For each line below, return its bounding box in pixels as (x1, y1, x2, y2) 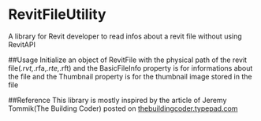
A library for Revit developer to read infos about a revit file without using (8, 31, 242, 41)
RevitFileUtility (8, 5, 106, 24)
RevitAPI (8, 39, 35, 49)
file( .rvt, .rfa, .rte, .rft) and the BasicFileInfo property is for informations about (8, 63, 253, 72)
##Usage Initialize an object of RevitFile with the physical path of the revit (8, 55, 247, 64)
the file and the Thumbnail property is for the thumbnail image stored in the (8, 71, 252, 81)
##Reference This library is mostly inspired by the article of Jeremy (8, 95, 227, 104)
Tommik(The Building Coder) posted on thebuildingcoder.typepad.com (8, 104, 238, 113)
